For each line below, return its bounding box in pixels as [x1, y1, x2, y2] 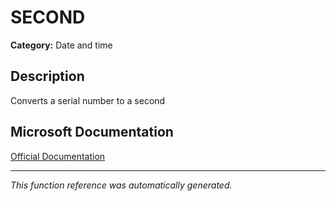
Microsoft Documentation [10, 124, 174, 141]
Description [10, 68, 85, 85]
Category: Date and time [10, 39, 113, 51]
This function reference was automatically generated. [10, 179, 233, 191]
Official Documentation [10, 150, 106, 162]
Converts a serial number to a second [10, 94, 166, 106]
